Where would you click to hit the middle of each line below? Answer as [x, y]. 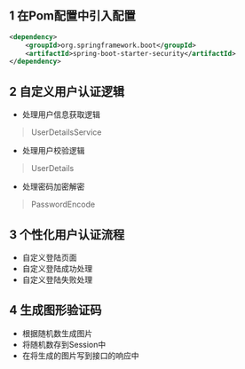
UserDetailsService [66, 132]
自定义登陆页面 [49, 257]
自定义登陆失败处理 [57, 279]
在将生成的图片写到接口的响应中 [80, 355]
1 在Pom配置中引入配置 [72, 16]
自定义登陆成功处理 [57, 268]
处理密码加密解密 [53, 187]
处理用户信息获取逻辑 [61, 114]
